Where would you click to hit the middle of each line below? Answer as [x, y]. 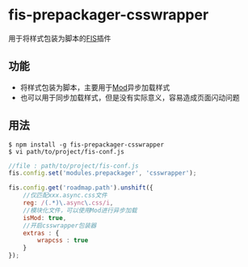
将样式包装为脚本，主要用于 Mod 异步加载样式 [95, 87]
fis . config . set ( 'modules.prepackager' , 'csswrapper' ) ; [103, 173]
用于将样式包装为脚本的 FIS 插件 [60, 38]
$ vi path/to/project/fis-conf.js [67, 151]
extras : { [41, 233]
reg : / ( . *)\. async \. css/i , [68, 203]
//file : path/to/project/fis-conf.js [74, 166]
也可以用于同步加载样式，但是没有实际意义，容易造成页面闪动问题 [130, 97]
